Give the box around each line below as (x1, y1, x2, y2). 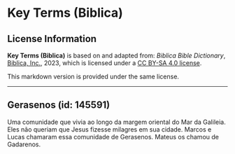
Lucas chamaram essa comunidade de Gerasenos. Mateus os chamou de (7, 132, 219, 141)
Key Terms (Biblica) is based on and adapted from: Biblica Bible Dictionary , (7, 51, 226, 59)
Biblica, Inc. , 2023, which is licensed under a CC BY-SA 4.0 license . (7, 59, 202, 67)
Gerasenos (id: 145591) (7, 99, 111, 111)
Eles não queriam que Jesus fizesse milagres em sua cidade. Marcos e (7, 125, 212, 134)
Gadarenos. (7, 140, 41, 148)
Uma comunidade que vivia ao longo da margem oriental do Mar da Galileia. (7, 118, 226, 126)
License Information (7, 33, 97, 45)
